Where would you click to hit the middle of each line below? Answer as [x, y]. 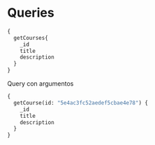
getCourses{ [31, 38]
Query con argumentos [40, 84]
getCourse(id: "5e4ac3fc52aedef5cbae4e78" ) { [81, 102]
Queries [31, 13]
